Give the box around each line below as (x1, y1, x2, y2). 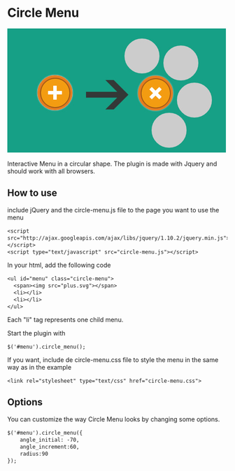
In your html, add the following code (7, 261, 111, 269)
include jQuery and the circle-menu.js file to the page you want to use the (7, 205, 220, 214)
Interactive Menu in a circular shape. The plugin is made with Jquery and (7, 159, 218, 168)
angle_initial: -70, (20, 436, 80, 443)
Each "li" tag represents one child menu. (7, 315, 124, 324)
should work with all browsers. (7, 166, 96, 175)
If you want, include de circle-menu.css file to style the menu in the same (7, 355, 219, 364)
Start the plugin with (7, 328, 66, 337)
